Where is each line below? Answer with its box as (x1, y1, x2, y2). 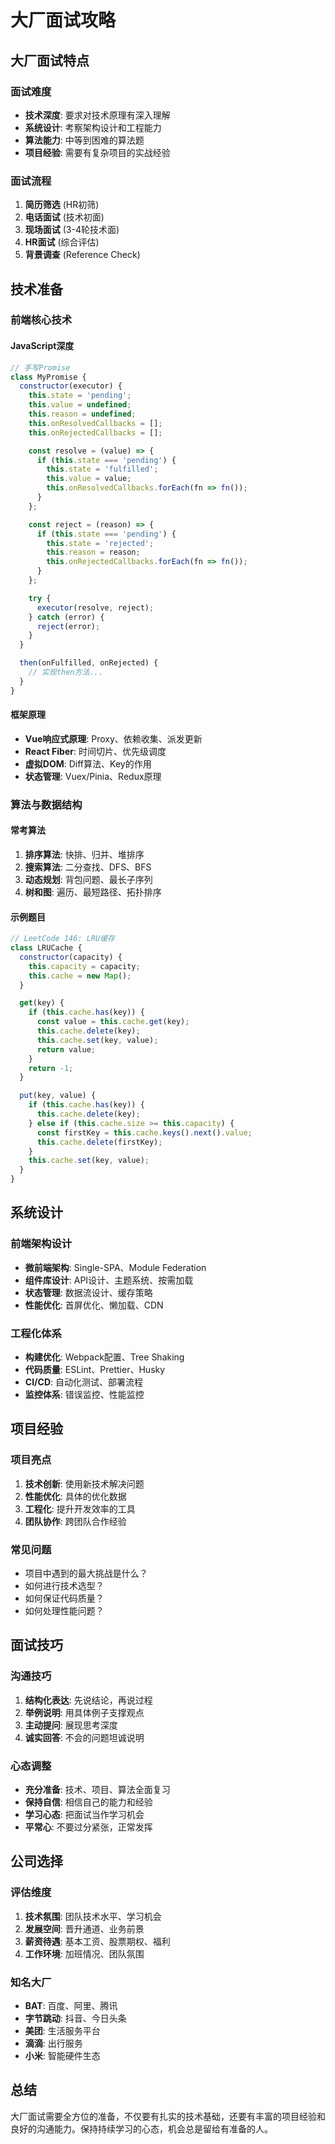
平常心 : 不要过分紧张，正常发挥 (24, 1821, 153, 1833)
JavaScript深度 (10, 340, 75, 352)
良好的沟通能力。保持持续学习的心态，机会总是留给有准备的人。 (10, 2122, 273, 2135)
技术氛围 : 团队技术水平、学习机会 (24, 1910, 162, 1922)
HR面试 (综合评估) (24, 236, 100, 248)
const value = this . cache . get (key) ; (36, 1017, 190, 1027)
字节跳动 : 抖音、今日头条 (24, 2012, 127, 2025)
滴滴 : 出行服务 (24, 2037, 83, 2050)
